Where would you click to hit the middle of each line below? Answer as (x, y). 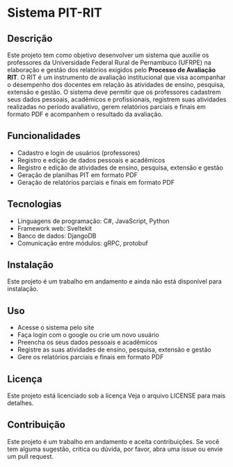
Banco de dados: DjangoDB (57, 236)
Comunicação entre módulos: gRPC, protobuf (82, 243)
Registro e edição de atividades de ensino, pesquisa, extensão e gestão (120, 167)
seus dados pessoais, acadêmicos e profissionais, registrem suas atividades (117, 99)
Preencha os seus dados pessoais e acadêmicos (87, 343)
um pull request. (31, 456)
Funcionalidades (44, 136)
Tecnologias (34, 204)
